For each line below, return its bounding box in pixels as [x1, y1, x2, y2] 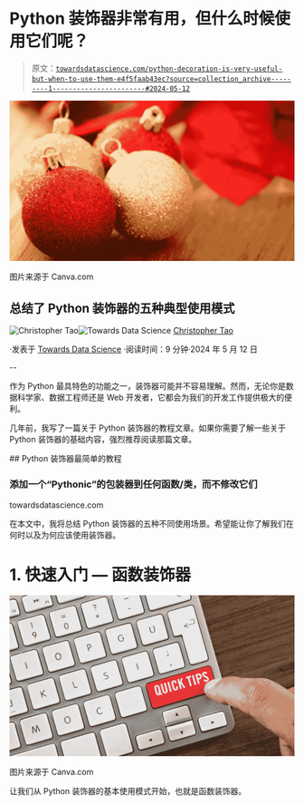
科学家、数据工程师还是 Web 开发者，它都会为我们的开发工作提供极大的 [16, 392, 285, 403]
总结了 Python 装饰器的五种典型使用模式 [9, 300, 235, 315]
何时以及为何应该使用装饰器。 [9, 529, 120, 540]
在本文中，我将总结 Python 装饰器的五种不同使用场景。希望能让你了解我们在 [9, 518, 294, 529]
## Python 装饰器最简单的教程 [9, 453, 122, 464]
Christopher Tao [173, 325, 233, 336]
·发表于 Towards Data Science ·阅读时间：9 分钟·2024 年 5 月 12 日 [9, 344, 258, 354]
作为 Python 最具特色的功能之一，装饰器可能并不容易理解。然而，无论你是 [9, 381, 287, 392]
